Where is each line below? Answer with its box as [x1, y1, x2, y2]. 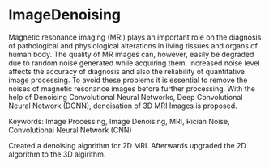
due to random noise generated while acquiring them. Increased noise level [8, 58, 261, 68]
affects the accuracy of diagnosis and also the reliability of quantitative [8, 66, 246, 76]
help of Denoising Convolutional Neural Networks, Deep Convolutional [8, 92, 243, 102]
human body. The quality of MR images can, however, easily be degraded [8, 49, 254, 59]
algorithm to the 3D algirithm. [8, 149, 106, 159]
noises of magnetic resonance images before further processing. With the [8, 83, 255, 94]
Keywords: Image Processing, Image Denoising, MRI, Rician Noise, [8, 116, 230, 126]
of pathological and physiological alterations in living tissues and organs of [8, 40, 258, 50]
